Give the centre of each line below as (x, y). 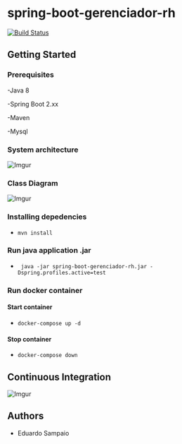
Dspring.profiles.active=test (62, 272)
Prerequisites (31, 75)
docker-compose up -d (49, 323)
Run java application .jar (49, 251)
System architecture (43, 150)
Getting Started (42, 55)
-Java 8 (18, 90)
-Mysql (18, 131)
